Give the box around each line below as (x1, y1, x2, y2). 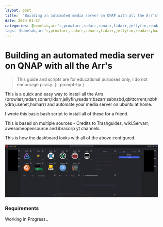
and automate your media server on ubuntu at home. (47, 101, 153, 107)
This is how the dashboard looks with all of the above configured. (5, 135, 136, 141)
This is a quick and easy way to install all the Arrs (5, 91, 103, 97)
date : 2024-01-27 (5, 18, 40, 23)
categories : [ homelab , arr (5, 23, 57, 28)
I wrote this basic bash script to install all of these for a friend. (5, 111, 129, 117)
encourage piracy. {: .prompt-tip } (16, 82, 84, 88)
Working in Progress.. (5, 216, 49, 222)
